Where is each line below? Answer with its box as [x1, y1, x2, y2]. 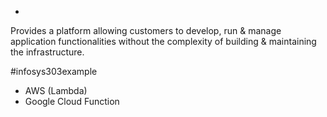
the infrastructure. [10, 46, 85, 58]
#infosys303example [10, 66, 98, 77]
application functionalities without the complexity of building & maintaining [10, 36, 317, 47]
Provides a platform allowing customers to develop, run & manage [10, 25, 282, 36]
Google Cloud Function [24, 96, 120, 107]
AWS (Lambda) [24, 85, 88, 96]
